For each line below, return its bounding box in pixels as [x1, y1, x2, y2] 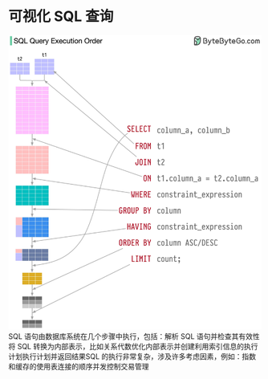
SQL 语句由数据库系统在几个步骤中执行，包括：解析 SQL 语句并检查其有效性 [8, 332, 261, 341]
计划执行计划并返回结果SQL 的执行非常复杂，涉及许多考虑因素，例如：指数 [8, 352, 257, 361]
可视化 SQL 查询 [8, 7, 114, 26]
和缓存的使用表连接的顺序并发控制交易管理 [8, 362, 149, 372]
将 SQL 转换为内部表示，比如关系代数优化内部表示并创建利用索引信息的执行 [8, 342, 258, 352]
